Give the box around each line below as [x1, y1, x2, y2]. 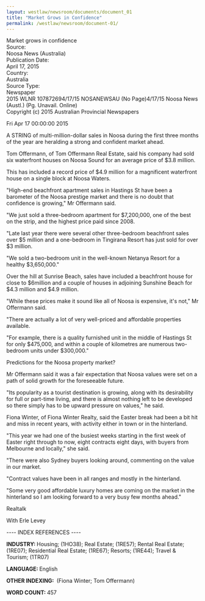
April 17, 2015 [6, 63, 40, 70]
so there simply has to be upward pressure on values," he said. [6, 402, 165, 409]
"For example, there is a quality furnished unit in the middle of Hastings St [6, 334, 192, 341]
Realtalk [6, 505, 27, 513]
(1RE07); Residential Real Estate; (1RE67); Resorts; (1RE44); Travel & [6, 547, 176, 555]
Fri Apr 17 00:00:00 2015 [6, 120, 68, 127]
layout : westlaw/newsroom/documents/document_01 [6, 9, 132, 15]
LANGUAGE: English [6, 565, 58, 573]
